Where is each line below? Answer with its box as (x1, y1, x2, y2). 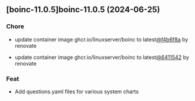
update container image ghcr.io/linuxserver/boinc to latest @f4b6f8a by (14, 35, 188, 43)
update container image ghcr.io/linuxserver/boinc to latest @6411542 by (14, 53, 190, 61)
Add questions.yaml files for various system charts (14, 88, 139, 95)
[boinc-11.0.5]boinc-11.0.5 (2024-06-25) (6, 5, 160, 15)
